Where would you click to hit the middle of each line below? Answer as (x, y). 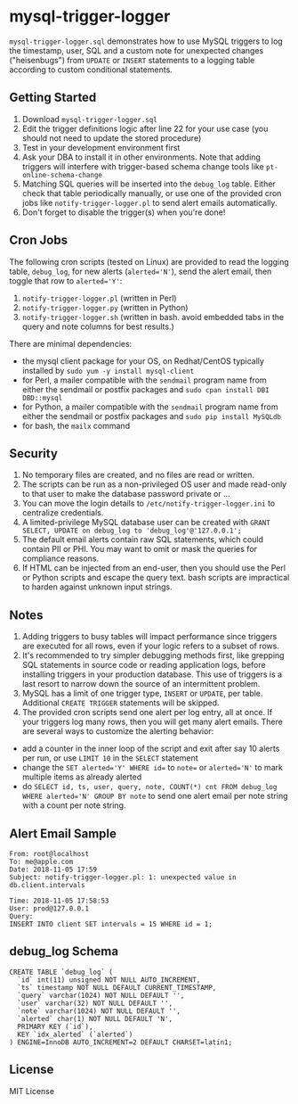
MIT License (32, 1091)
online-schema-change (62, 175)
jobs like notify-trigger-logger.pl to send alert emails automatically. (149, 202)
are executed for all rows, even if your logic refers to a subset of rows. (151, 646)
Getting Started (53, 98)
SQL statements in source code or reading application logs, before (144, 665)
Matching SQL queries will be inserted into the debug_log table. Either (149, 184)
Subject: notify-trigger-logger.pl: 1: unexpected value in (123, 877)
